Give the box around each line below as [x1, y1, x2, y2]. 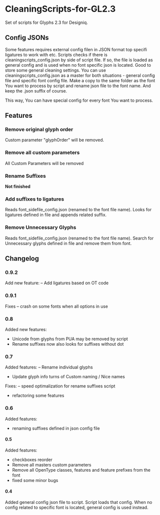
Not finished [5, 184, 31, 189]
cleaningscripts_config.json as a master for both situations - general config [5, 72, 155, 78]
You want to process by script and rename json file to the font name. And [5, 83, 151, 89]
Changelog [5, 255, 39, 263]
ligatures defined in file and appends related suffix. [5, 212, 107, 218]
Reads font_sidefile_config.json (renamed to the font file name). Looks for [5, 207, 152, 213]
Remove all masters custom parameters [12, 461, 92, 468]
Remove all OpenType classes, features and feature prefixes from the [12, 467, 151, 473]
